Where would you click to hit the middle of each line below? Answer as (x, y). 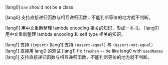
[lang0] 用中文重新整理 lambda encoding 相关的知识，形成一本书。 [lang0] (82, 28)
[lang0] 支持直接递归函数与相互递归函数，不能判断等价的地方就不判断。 (79, 17)
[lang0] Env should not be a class (39, 7)
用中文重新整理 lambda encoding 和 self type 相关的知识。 (65, 34)
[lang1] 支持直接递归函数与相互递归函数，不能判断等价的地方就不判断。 (78, 57)
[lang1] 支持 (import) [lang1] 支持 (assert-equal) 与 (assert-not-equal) (79, 45)
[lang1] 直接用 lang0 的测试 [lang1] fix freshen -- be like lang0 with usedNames (84, 51)
